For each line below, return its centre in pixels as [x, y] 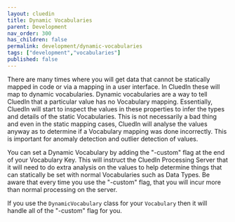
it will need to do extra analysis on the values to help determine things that [115, 167]
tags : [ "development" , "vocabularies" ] [64, 53]
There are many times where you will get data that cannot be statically [109, 79]
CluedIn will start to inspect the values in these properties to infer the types [116, 109]
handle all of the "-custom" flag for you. [65, 210]
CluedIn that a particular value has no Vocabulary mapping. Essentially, [110, 102]
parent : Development [38, 27]
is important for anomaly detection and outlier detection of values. [103, 139]
